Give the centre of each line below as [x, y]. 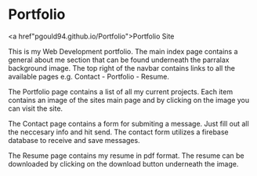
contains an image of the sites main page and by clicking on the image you [129, 100]
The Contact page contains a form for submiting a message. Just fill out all [128, 123]
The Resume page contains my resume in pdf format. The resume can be [126, 156]
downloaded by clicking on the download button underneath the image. [123, 163]
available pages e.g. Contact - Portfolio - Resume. [89, 76]
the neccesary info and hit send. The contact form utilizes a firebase [118, 132]
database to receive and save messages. [74, 140]
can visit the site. [36, 108]
